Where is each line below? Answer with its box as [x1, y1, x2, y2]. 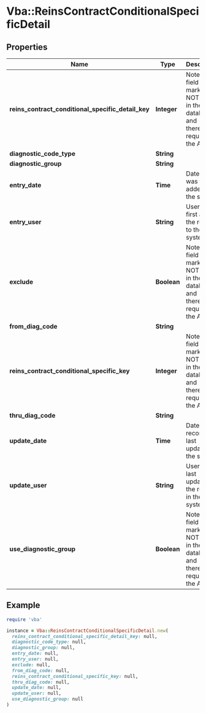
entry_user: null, [12, 656, 59, 663]
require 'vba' [6, 616, 43, 623]
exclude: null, [12, 661, 51, 668]
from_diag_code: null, [12, 668, 70, 674]
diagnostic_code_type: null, [12, 639, 86, 645]
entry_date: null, [12, 650, 59, 657]
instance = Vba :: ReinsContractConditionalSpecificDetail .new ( [6, 628, 169, 634]
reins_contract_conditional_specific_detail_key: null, [12, 633, 158, 639]
